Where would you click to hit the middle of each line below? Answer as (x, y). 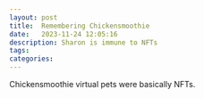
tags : (19, 51)
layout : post (34, 17)
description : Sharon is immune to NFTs (84, 42)
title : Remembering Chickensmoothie (80, 26)
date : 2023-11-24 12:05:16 (64, 34)
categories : (31, 59)
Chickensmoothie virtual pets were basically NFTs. (102, 84)
